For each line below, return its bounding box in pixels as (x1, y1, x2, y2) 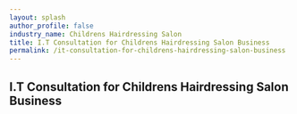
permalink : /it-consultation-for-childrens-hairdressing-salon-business (9, 46, 286, 55)
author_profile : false (9, 21, 94, 30)
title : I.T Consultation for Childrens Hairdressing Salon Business (9, 37, 270, 47)
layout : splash (9, 12, 66, 22)
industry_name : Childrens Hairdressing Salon (9, 29, 182, 38)
